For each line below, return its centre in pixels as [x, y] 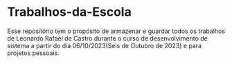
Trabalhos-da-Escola [69, 12]
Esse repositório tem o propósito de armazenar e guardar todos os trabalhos [116, 31]
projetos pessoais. [34, 53]
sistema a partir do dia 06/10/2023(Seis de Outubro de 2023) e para [105, 45]
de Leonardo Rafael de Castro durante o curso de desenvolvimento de [107, 38]
